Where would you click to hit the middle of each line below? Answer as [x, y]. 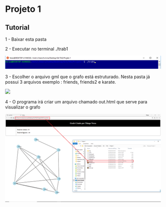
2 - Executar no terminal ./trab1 [37, 49]
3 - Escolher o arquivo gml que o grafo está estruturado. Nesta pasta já [78, 77]
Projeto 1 [23, 9]
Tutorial [17, 27]
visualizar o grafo [23, 107]
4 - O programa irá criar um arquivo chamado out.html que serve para [76, 102]
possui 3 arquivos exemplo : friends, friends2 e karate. [61, 82]
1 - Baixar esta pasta [26, 39]
